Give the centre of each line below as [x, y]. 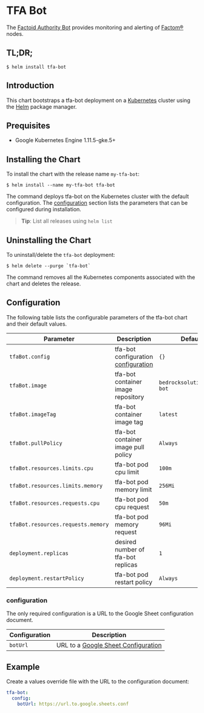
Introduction [30, 86]
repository [129, 397]
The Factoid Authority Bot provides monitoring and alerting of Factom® [95, 27]
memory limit [133, 490]
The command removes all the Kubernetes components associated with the [101, 277]
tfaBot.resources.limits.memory [56, 486]
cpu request [132, 507]
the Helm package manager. [42, 106]
